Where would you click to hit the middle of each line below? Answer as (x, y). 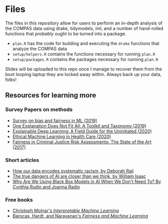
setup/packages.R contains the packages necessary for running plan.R (85, 59)
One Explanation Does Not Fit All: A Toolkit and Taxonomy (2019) (79, 125)
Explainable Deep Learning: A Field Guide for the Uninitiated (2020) (82, 131)
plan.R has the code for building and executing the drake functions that (86, 43)
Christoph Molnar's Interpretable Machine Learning (66, 210)
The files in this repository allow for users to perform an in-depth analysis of (84, 23)
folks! (11, 79)
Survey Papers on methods (39, 109)
